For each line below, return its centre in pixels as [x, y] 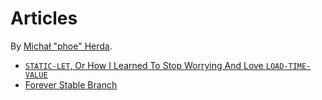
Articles [44, 18]
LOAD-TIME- [288, 66]
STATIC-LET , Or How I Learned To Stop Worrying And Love [144, 65]
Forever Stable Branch [71, 84]
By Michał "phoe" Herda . [61, 46]
